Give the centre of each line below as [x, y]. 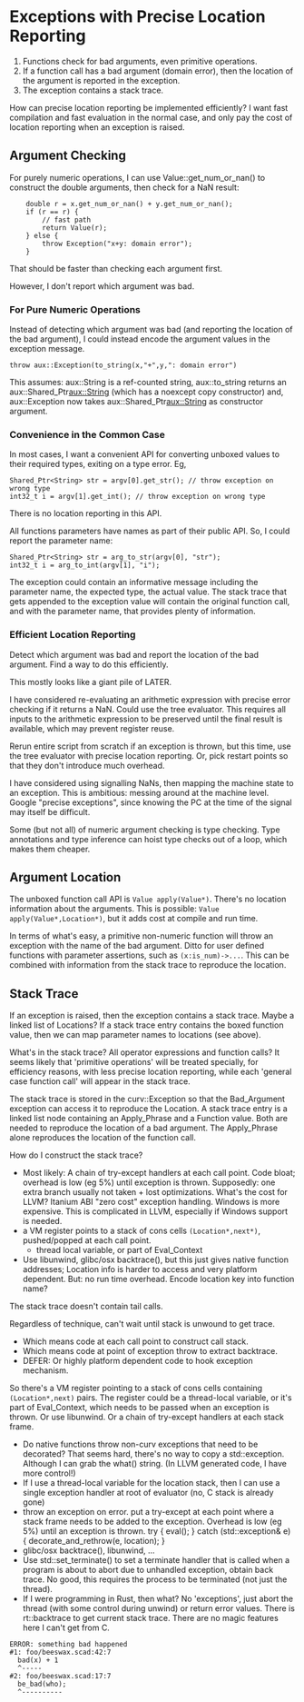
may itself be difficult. [50, 811]
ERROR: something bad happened [69, 1645]
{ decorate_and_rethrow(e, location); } [93, 1541]
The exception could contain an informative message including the [134, 582]
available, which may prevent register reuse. [92, 728]
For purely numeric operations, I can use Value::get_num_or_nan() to [137, 177]
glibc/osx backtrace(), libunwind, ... [89, 1550]
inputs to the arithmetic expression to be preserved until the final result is [146, 719]
